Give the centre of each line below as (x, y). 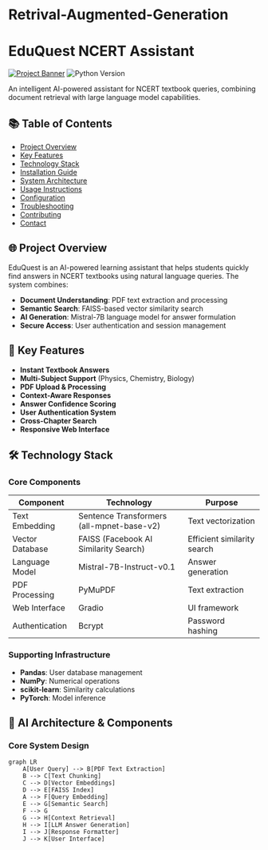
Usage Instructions (51, 189)
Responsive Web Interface (65, 429)
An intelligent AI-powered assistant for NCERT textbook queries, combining (132, 89)
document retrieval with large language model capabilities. (104, 97)
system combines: (38, 284)
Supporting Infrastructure (59, 655)
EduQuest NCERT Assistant (101, 52)
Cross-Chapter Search (58, 420)
